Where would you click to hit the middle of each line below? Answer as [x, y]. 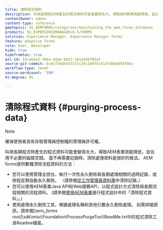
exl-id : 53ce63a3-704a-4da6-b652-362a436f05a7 [53, 59]
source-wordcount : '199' [30, 73]
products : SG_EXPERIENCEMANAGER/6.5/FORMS [49, 32]
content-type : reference [30, 23]
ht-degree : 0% [19, 77]
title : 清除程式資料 [24, 9]
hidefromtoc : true [24, 55]
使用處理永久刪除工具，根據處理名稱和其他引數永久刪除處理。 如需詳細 [83, 204]
